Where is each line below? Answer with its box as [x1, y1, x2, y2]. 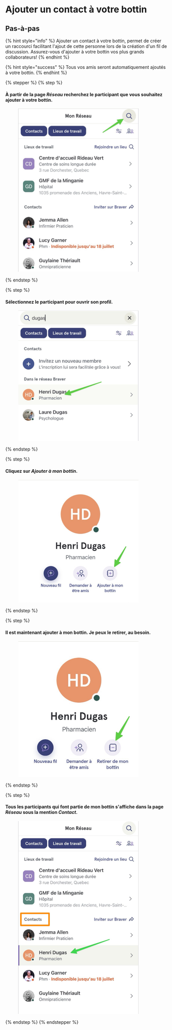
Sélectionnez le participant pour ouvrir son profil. [5, 298, 113, 305]
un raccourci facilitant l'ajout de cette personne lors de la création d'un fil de [5, 43, 167, 49]
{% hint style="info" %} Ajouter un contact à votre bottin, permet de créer [5, 38, 162, 44]
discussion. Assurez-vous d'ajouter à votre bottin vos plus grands [5, 49, 145, 55]
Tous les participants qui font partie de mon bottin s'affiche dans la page [5, 804, 164, 810]
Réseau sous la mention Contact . [5, 809, 78, 815]
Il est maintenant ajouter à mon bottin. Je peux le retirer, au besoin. [5, 629, 151, 635]
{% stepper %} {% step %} [5, 80, 63, 85]
